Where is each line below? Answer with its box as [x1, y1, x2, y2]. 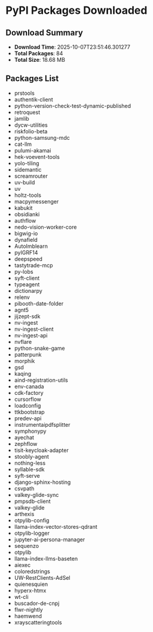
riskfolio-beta [14, 127, 48, 135]
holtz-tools [14, 191, 41, 199]
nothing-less [14, 459, 46, 466]
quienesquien [14, 580, 48, 588]
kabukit [14, 204, 33, 211]
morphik [14, 357, 35, 364]
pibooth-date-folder [14, 299, 64, 307]
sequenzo [14, 542, 39, 549]
